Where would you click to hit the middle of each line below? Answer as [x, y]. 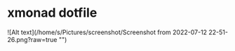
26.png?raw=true [32, 39]
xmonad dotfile [52, 13]
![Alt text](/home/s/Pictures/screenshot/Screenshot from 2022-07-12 [107, 32]
